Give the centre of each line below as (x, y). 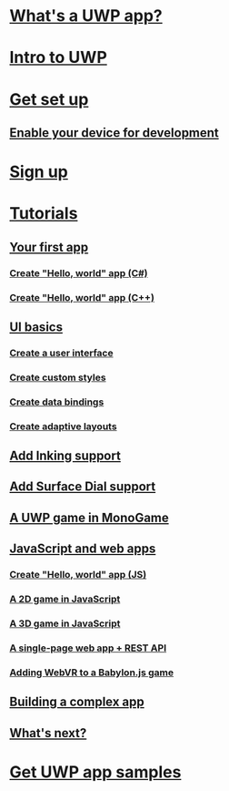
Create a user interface (61, 353)
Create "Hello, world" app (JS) (78, 575)
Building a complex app (77, 702)
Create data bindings (57, 402)
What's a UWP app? (86, 16)
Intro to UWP (58, 58)
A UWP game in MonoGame (90, 517)
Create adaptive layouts (63, 426)
